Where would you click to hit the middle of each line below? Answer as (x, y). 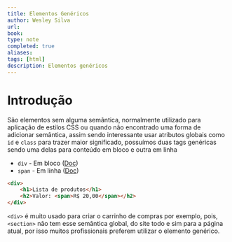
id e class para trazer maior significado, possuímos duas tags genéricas (112, 142)
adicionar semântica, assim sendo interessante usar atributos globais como (116, 134)
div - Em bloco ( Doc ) (48, 163)
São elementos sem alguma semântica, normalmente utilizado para (104, 120)
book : (15, 33)
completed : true (31, 46)
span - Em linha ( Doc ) (48, 170)
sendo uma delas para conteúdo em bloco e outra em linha (92, 149)
